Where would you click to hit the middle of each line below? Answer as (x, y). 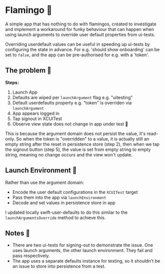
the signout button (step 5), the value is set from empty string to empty (78, 149)
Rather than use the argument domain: (45, 182)
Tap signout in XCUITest (37, 119)
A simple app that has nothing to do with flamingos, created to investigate (81, 24)
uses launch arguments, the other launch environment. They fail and (82, 251)
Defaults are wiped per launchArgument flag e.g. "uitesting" (73, 97)
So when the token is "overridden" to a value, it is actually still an (83, 138)
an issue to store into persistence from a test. (59, 267)
